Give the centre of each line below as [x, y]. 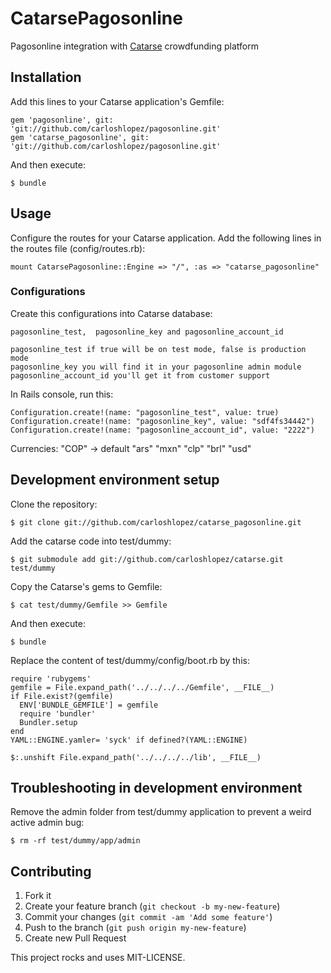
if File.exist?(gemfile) [62, 696]
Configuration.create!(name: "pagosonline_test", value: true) [145, 412]
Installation [46, 77]
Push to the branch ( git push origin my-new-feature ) [135, 928]
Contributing [51, 871]
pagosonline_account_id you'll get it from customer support [140, 375]
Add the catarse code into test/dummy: [91, 541]
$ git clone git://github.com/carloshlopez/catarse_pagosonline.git [156, 522]
